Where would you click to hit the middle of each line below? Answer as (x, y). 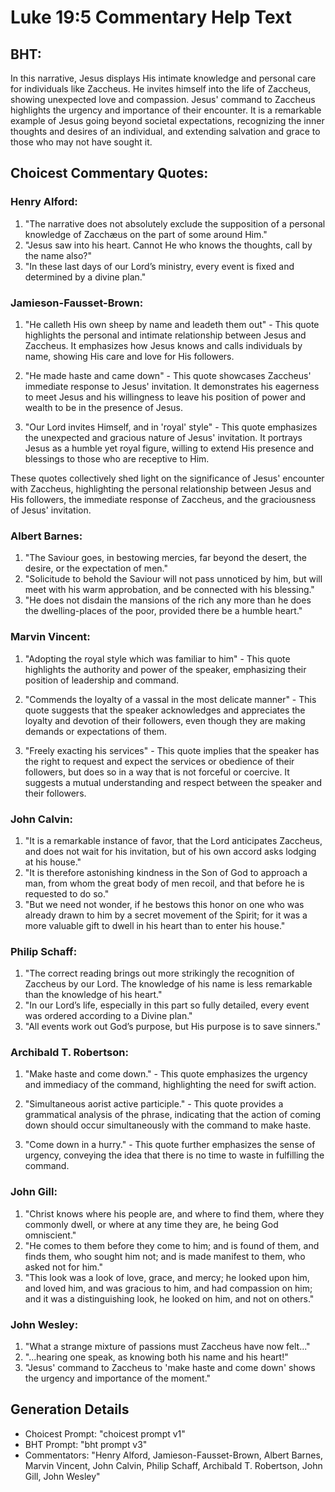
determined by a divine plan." (85, 277)
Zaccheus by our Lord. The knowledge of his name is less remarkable (168, 984)
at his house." (53, 862)
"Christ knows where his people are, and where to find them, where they (174, 1213)
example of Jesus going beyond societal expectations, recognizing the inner (167, 120)
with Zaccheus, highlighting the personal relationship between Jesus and (161, 488)
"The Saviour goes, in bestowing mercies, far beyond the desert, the (165, 558)
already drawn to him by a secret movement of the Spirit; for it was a (166, 915)
